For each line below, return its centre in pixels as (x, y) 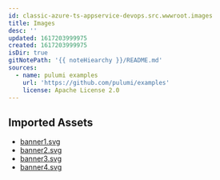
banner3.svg (41, 159)
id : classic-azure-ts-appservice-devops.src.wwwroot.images (111, 16)
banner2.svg (41, 150)
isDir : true (28, 53)
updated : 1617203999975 (48, 38)
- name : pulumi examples (57, 75)
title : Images (32, 23)
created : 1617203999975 (48, 46)
